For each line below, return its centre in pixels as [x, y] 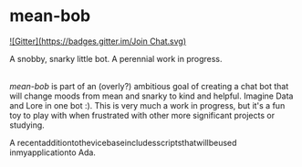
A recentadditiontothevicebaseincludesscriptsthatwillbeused [123, 142]
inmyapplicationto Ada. [52, 152]
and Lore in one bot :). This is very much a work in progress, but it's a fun [147, 105]
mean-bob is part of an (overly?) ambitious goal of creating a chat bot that [149, 86]
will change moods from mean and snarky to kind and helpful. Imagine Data [151, 96]
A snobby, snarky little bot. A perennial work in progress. [116, 58]
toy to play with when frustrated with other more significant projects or [142, 115]
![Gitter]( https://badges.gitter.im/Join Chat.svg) [98, 41]
